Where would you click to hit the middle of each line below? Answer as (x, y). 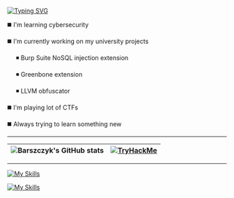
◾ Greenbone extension (49, 74)
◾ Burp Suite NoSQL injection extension (72, 58)
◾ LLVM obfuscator (43, 91)
